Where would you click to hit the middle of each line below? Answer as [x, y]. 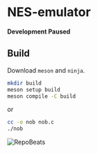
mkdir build [24, 83]
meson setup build [34, 89]
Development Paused [39, 31]
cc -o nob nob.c [31, 122]
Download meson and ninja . [46, 70]
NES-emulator [49, 12]
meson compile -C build [42, 96]
